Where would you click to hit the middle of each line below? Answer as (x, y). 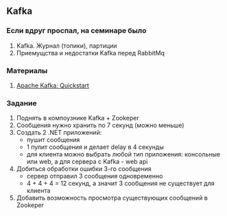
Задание (22, 103)
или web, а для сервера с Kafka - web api (87, 162)
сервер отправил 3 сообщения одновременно (95, 176)
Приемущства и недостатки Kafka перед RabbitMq (91, 53)
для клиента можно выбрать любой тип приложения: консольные (123, 154)
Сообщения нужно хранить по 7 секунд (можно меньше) (100, 125)
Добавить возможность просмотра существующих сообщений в (112, 198)
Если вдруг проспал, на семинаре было (76, 31)
